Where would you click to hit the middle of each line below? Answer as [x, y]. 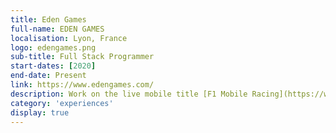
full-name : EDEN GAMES [57, 29]
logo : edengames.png [53, 47]
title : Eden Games [48, 19]
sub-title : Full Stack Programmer [82, 57]
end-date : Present [48, 76]
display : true [40, 112]
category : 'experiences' [62, 103]
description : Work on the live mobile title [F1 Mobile [129, 94]
